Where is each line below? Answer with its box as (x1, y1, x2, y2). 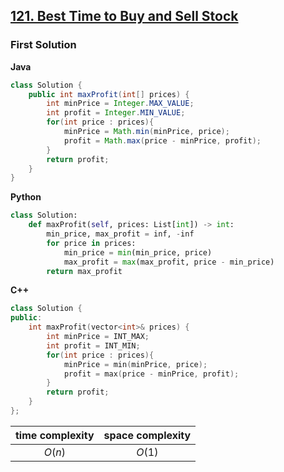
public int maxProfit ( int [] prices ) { (28, 89, 190, 99)
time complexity (15, 428, 95, 442)
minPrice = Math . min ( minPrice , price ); (63, 127, 230, 137)
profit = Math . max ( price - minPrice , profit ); (63, 135, 262, 146)
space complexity (103, 428, 192, 442)
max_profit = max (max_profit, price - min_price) (63, 257, 275, 267)
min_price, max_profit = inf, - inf (46, 229, 195, 239)
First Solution (10, 38, 77, 52)
